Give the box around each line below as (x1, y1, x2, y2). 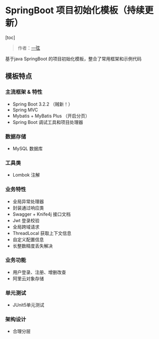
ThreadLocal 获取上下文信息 (12, 230, 72, 236)
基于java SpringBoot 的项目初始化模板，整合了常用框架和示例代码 (5, 55, 142, 61)
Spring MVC (12, 107, 38, 113)
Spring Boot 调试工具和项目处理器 (12, 119, 84, 125)
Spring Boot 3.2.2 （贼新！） (12, 101, 73, 107)
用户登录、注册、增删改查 (12, 269, 66, 275)
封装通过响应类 (12, 205, 44, 211)
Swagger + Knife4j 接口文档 (12, 211, 71, 217)
